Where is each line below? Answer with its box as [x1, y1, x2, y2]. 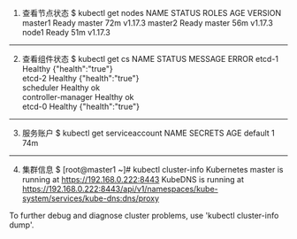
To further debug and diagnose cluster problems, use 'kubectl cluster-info [9, 211, 279, 220]
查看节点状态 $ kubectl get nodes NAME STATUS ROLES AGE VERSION [21, 8, 282, 18]
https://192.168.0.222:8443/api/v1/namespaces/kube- [21, 184, 218, 194]
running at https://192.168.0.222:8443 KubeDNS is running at [21, 174, 245, 184]
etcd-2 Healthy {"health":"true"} [21, 73, 140, 83]
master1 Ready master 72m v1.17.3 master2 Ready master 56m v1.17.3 [21, 18, 274, 28]
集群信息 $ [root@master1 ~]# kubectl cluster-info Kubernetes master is [21, 165, 284, 174]
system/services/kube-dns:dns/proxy [21, 193, 160, 204]
